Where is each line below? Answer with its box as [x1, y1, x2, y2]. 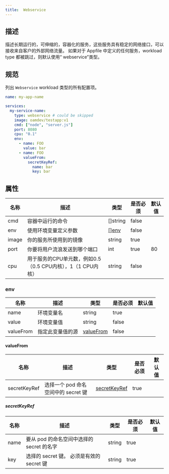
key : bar [32, 169, 51, 174]
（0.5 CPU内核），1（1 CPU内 [27, 263, 99, 270]
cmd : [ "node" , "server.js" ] [14, 122, 73, 127]
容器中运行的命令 [27, 218, 68, 225]
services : [5, 104, 26, 109]
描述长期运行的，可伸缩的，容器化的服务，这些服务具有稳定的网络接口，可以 [5, 41, 164, 48]
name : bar [32, 164, 53, 169]
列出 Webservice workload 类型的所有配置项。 [5, 84, 100, 90]
